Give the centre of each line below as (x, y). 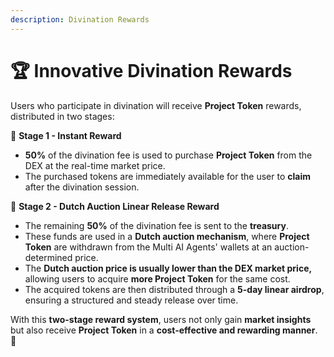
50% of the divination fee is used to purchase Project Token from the (168, 155)
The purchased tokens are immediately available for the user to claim (167, 176)
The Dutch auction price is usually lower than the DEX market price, (168, 268)
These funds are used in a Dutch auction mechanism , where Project (167, 236)
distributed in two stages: (62, 116)
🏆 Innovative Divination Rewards (151, 70)
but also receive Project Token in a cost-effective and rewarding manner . (164, 330)
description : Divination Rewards (80, 19)
